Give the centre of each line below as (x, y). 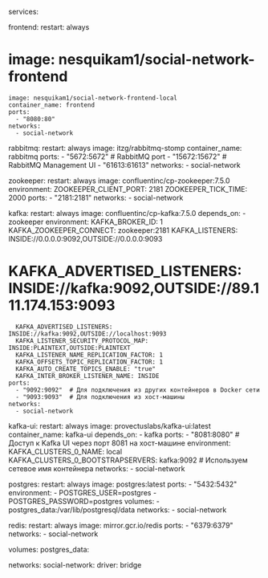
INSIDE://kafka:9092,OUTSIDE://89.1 (134, 289)
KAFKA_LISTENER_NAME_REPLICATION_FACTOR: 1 (89, 355)
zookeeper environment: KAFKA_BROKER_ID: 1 (85, 222)
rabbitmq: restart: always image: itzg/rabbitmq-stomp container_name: (125, 148)
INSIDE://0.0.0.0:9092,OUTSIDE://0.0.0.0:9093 (85, 238)
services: (23, 12)
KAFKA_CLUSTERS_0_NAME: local (65, 451)
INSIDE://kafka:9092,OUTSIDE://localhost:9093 (87, 334)
